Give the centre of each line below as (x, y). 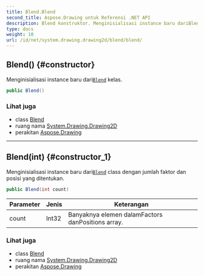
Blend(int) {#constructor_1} (59, 157)
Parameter (25, 204)
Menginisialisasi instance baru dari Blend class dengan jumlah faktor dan (96, 171)
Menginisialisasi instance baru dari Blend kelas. (64, 79)
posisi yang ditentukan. (36, 178)
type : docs (20, 29)
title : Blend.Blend (31, 12)
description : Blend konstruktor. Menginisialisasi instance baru (90, 23)
